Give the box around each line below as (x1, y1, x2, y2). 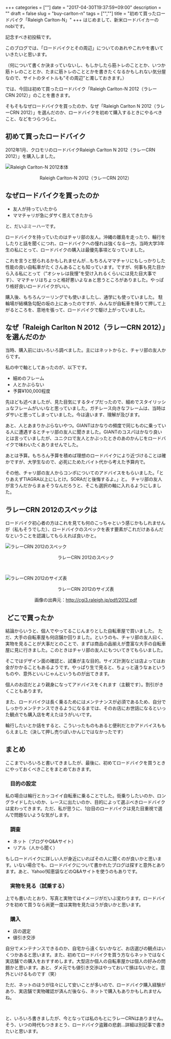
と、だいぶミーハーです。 (5, 223, 58, 229)
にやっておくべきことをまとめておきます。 (5, 766, 94, 772)
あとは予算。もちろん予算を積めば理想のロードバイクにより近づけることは (5, 452, 162, 459)
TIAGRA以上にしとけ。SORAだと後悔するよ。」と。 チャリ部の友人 (22, 476, 162, 482)
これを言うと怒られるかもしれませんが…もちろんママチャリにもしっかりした (5, 258, 166, 264)
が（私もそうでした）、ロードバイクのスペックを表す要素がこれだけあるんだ (5, 526, 164, 533)
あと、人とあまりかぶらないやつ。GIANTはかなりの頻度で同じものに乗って (5, 423, 162, 429)
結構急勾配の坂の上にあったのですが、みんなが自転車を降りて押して (18, 300, 162, 306)
